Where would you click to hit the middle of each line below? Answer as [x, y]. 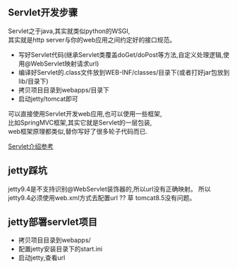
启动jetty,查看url [42, 258]
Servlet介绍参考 [31, 146]
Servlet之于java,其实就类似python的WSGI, [69, 31]
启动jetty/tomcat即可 [48, 99]
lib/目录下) [33, 81]
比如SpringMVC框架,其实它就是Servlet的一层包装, [80, 123]
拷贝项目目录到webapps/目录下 [64, 89]
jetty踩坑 [28, 171]
